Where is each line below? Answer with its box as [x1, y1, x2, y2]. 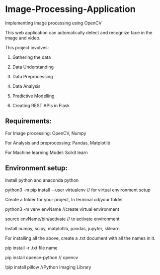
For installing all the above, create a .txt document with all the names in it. [5, 235, 156, 241]
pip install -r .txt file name [5, 245, 58, 251]
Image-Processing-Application [5, 3, 136, 15]
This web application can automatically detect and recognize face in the [5, 29, 153, 35]
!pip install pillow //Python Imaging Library [5, 264, 91, 270]
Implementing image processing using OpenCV [5, 20, 102, 26]
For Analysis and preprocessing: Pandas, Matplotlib [5, 139, 111, 145]
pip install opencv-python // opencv [5, 254, 79, 260]
